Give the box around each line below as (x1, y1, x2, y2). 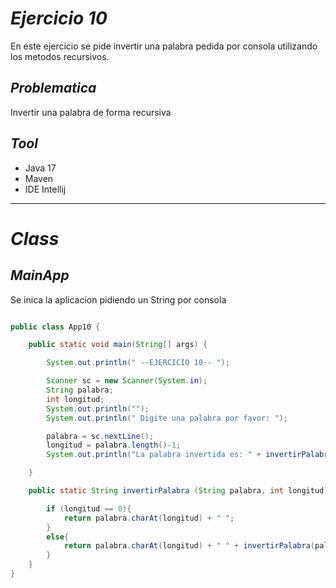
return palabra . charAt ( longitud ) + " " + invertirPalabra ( (63, 541, 315, 551)
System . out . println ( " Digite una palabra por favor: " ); (46, 413, 288, 423)
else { (46, 532, 70, 542)
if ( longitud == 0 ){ (46, 503, 132, 514)
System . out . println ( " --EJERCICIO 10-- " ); (46, 358, 230, 368)
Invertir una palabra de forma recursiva (10, 106, 172, 118)
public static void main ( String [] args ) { (28, 340, 208, 350)
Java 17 (24, 162, 57, 174)
